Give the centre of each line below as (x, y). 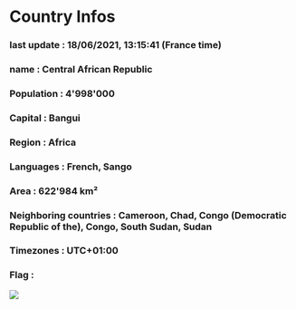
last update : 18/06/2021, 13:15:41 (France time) (115, 45)
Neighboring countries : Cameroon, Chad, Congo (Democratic (148, 215)
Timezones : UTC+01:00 (64, 251)
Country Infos (62, 17)
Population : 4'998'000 (62, 93)
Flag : (22, 275)
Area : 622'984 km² (54, 190)
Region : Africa (43, 142)
